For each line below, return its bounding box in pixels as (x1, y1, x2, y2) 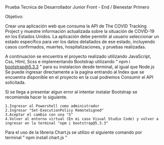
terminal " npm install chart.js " (5, 135, 68, 140)
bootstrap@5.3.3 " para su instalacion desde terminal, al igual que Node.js (5, 64, 155, 70)
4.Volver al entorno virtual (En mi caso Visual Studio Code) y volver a (5, 117, 159, 121)
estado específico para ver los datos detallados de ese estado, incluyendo (5, 39, 155, 45)
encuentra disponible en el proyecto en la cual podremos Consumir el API (5, 74, 153, 80)
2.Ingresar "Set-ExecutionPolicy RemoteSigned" (5, 108, 104, 113)
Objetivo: (5, 14, 23, 19)
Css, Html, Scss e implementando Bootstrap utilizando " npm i (5, 59, 131, 64)
